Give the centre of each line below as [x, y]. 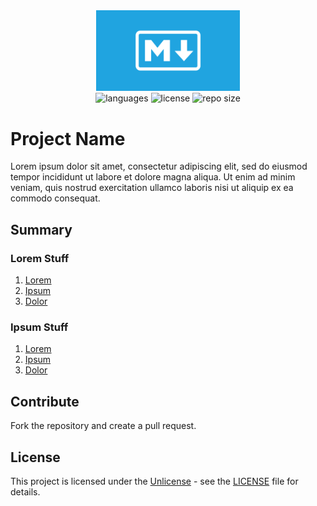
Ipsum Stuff [39, 327]
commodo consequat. [55, 198]
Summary [41, 229]
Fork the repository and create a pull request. [103, 426]
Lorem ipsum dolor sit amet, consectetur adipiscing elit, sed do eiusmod [159, 166]
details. [25, 491]
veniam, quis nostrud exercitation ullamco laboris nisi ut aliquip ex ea [152, 188]
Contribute [45, 401]
